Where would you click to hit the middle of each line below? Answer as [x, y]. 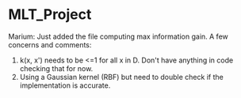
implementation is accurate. [65, 85]
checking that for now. [56, 68]
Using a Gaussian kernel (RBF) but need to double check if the [121, 77]
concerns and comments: [50, 44]
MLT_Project [50, 15]
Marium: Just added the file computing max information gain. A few [118, 36]
